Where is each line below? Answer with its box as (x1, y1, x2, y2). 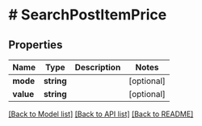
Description (74, 62, 121, 73)
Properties (8, 38, 63, 52)
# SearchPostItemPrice (8, 6, 167, 24)
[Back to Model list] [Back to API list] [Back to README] (8, 109, 194, 119)
